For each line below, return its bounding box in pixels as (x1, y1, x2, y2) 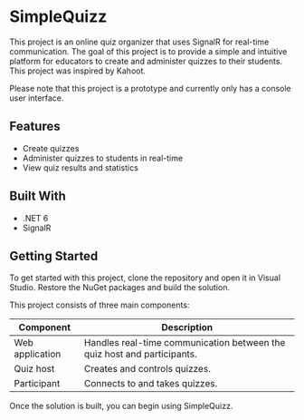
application (14, 347, 62, 360)
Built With (9, 189, 66, 204)
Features (9, 119, 61, 134)
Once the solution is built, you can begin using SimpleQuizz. (9, 401, 233, 412)
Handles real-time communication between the (84, 337, 286, 349)
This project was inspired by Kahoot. (9, 65, 147, 76)
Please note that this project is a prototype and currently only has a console (9, 83, 291, 93)
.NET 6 (22, 212, 49, 223)
